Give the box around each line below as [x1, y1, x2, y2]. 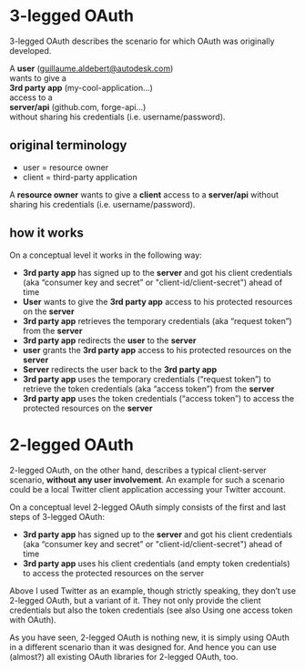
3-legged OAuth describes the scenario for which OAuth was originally [9, 36, 275, 46]
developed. [9, 45, 52, 56]
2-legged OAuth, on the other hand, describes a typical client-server [9, 464, 267, 475]
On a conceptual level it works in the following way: [9, 249, 202, 260]
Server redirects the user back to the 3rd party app [22, 363, 217, 374]
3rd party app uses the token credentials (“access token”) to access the [22, 392, 294, 403]
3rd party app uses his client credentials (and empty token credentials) [22, 557, 290, 569]
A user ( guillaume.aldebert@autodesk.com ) [9, 63, 174, 74]
